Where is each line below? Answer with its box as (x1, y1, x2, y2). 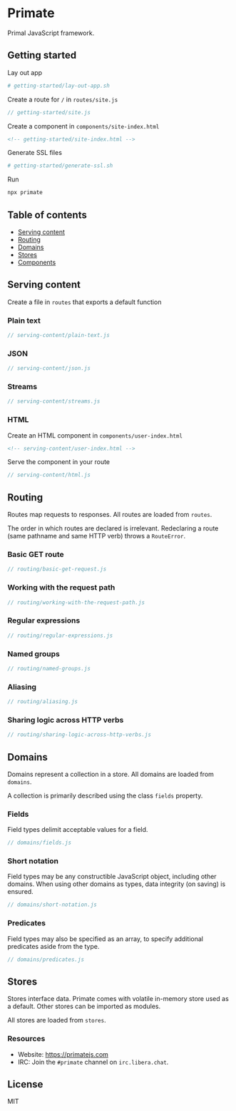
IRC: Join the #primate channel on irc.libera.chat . (17, 1057, 169, 1066)
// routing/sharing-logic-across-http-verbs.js (7, 731, 152, 738)
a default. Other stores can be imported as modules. (7, 1002, 161, 1011)
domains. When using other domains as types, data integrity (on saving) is (7, 880, 226, 888)
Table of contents (7, 208, 87, 221)
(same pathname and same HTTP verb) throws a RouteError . (7, 532, 186, 541)
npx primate (7, 189, 43, 196)
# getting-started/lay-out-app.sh (7, 82, 111, 89)
